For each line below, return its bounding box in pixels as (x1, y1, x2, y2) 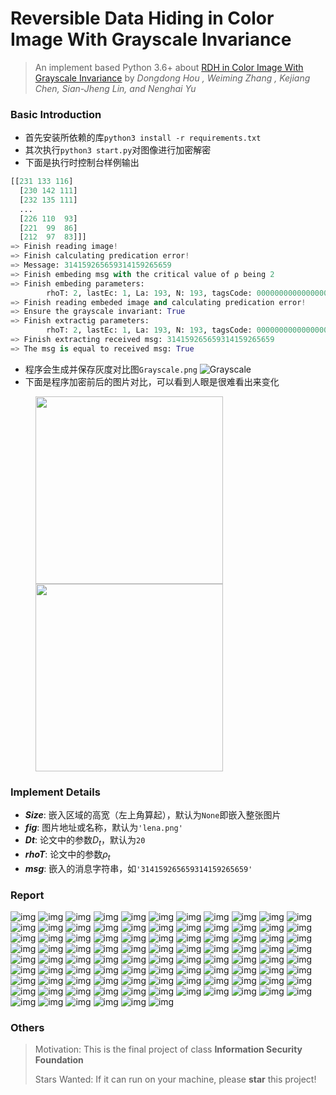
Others (10, 1020, 45, 1034)
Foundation (34, 1054, 84, 1066)
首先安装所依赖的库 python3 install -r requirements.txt (24, 132, 262, 144)
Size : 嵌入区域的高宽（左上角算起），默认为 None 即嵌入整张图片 (24, 809, 282, 821)
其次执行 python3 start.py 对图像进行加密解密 (24, 144, 212, 156)
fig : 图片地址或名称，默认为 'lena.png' (24, 822, 183, 834)
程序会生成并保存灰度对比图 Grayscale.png (24, 363, 198, 375)
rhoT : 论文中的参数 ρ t (24, 848, 111, 862)
